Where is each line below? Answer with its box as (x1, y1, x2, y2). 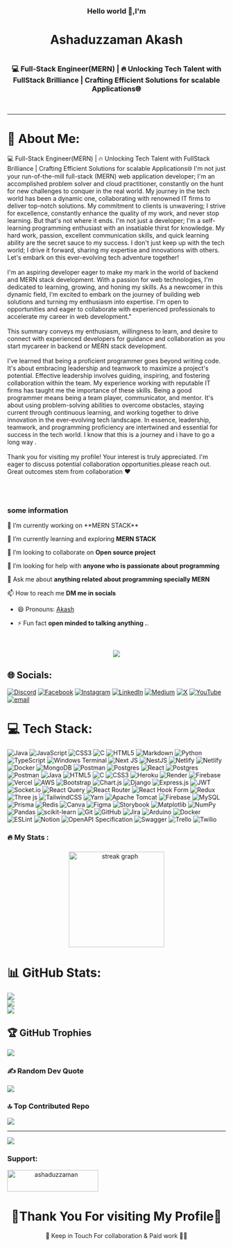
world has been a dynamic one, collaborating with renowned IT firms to (7, 194, 212, 202)
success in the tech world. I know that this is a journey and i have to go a (7, 430, 215, 438)
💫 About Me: (7, 131, 80, 147)
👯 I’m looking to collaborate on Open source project (7, 548, 156, 556)
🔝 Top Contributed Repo (7, 1101, 90, 1111)
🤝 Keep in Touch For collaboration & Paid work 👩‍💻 (45, 1232, 188, 1240)
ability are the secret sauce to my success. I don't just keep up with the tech (7, 238, 225, 247)
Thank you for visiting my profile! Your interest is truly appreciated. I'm (7, 452, 209, 461)
